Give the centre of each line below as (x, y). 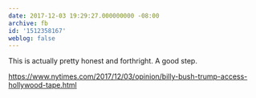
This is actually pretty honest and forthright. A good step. (103, 61)
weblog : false (32, 38)
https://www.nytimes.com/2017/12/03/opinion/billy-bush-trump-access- (128, 76)
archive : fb (28, 23)
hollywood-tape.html (43, 85)
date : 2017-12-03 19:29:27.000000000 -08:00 (84, 16)
